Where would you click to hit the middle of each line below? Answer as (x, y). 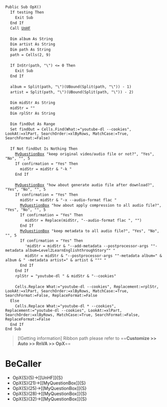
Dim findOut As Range (32, 124)
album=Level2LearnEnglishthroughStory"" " (70, 250)
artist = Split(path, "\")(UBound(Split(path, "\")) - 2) (72, 92)
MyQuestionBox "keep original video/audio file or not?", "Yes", (85, 154)
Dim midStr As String (32, 103)
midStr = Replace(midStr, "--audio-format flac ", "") (83, 220)
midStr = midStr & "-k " (46, 169)
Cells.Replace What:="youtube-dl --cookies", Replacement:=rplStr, (87, 287)
